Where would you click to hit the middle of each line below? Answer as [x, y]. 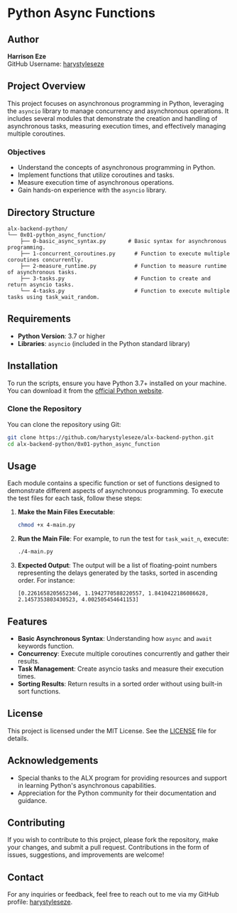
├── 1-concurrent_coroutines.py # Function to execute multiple [125, 254]
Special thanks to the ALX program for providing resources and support [122, 778]
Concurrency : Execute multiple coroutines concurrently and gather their [123, 653]
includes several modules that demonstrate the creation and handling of [112, 118]
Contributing [36, 822]
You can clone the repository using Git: [64, 424]
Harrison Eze [27, 56]
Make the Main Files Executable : [66, 512]
